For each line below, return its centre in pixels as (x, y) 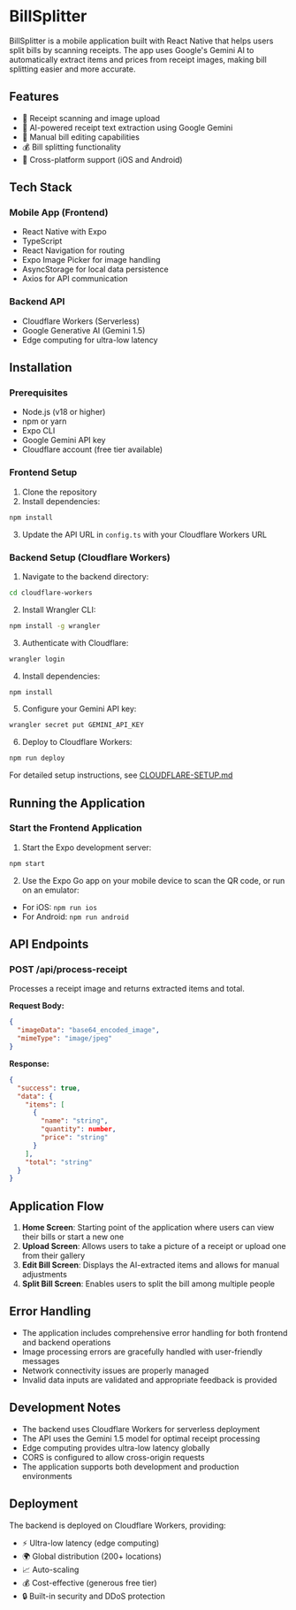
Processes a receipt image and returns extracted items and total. (127, 989)
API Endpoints (49, 944)
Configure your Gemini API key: (79, 709)
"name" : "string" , (75, 1121)
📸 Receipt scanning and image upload (91, 118)
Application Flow (57, 1206)
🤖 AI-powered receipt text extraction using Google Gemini (127, 127)
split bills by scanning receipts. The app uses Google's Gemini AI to (132, 50)
